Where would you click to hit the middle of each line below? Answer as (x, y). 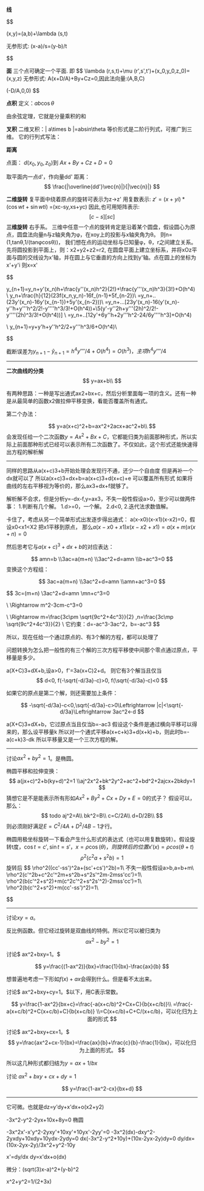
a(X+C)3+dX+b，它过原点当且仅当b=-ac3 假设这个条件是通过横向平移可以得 (102, 724)
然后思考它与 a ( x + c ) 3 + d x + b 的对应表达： (60, 546)
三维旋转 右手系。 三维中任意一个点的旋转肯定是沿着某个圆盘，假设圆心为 (98, 227)
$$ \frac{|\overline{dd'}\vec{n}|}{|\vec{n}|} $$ (102, 186)
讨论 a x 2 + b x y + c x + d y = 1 (42, 1076)
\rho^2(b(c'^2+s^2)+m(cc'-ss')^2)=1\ (53, 888)
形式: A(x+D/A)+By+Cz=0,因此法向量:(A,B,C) (89, 78)
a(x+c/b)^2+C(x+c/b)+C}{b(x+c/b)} (51, 1011)
